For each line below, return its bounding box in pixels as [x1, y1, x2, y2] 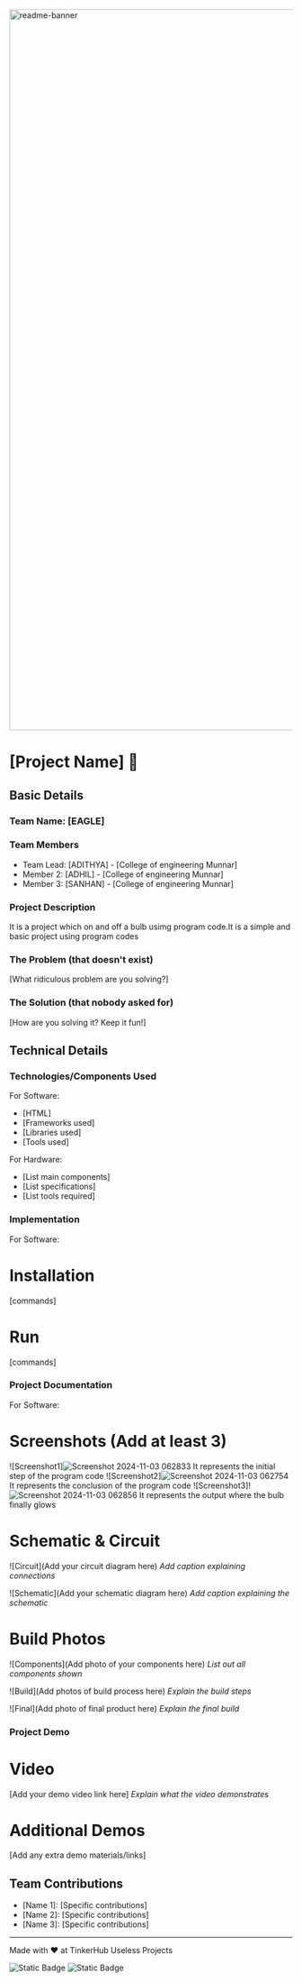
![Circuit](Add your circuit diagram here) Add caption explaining [9, 1560, 245, 1571]
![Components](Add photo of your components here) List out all [9, 1658, 245, 1669]
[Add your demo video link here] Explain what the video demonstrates [9, 1788, 270, 1799]
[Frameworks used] [22, 1118, 95, 1128]
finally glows [9, 1499, 57, 1510]
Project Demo [9, 1725, 70, 1738]
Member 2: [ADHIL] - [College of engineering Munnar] [22, 869, 224, 880]
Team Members [9, 838, 79, 851]
